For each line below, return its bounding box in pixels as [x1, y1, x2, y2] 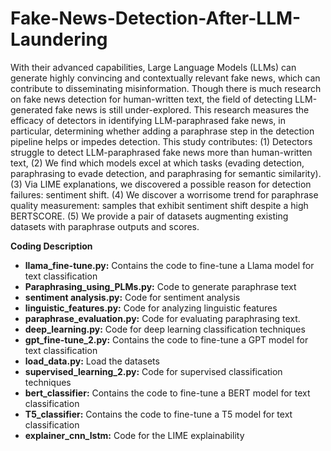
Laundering [10, 28, 108, 51]
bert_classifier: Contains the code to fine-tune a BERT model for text [24, 387, 311, 399]
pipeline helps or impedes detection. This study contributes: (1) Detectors [10, 135, 313, 147]
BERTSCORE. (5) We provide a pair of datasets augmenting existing [10, 210, 289, 222]
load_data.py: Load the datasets [24, 355, 160, 367]
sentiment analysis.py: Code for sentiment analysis [24, 291, 241, 303]
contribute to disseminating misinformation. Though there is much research [10, 82, 322, 94]
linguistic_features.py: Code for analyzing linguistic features [24, 302, 278, 314]
